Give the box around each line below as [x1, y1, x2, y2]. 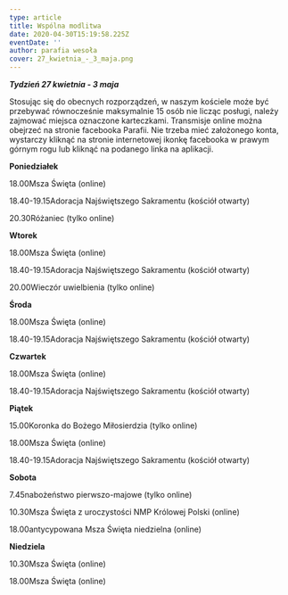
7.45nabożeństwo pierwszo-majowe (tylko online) [9, 490, 193, 500]
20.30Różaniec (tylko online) [9, 213, 115, 223]
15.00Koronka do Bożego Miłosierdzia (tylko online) [9, 420, 198, 431]
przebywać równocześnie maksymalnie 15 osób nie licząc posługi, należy [9, 106, 279, 116]
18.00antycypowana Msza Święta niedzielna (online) [9, 524, 202, 534]
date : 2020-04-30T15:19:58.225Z [9, 29, 129, 38]
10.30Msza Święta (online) [9, 558, 107, 569]
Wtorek [9, 230, 37, 241]
